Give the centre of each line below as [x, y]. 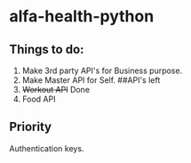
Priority [30, 127]
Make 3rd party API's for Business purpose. [102, 70]
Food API [39, 99]
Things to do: [47, 49]
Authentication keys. [47, 148]
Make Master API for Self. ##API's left [91, 80]
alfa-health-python [82, 16]
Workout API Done [56, 90]
